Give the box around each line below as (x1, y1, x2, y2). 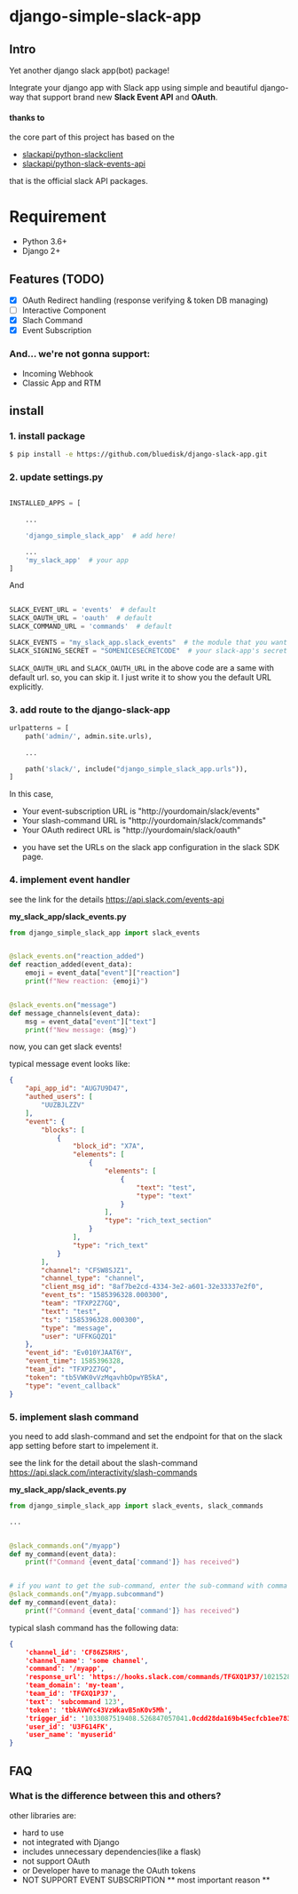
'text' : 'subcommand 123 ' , (25, 1697, 125, 1707)
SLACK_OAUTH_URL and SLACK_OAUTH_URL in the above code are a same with (9, 662, 275, 672)
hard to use (21, 1827, 65, 1838)
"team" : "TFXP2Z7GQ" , (41, 1299, 122, 1308)
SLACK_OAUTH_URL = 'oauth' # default (9, 614, 153, 623)
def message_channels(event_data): (9, 1008, 141, 1018)
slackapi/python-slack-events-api (21, 158, 146, 170)
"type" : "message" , (41, 1324, 114, 1333)
